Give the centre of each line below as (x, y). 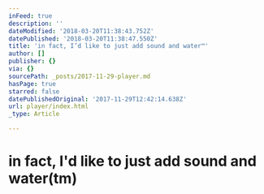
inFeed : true (30, 16)
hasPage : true (32, 84)
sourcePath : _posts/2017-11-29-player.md (80, 76)
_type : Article (34, 114)
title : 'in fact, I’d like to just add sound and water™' (108, 46)
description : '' (36, 24)
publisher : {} (32, 62)
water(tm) (43, 179)
